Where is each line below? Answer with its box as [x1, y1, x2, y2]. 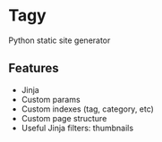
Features [8, 61, 59, 76]
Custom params [21, 94, 81, 104]
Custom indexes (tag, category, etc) [21, 104, 154, 114]
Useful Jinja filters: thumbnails [21, 122, 134, 133]
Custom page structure [21, 113, 107, 123]
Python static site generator [8, 35, 111, 46]
